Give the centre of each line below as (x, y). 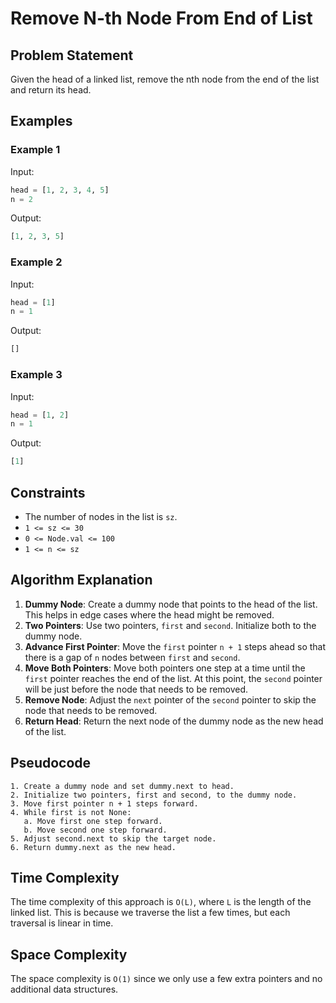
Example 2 (36, 262)
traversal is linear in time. (62, 923)
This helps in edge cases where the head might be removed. (149, 614)
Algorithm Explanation (81, 580)
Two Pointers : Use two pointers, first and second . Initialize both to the (170, 625)
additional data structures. (64, 989)
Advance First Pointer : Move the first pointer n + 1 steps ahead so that (175, 646)
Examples (41, 121)
